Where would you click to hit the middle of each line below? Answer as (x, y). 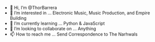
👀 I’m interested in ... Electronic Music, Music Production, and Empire (80, 13)
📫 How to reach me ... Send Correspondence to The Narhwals (74, 34)
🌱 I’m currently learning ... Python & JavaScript (57, 23)
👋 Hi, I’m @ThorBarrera (33, 8)
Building (18, 18)
